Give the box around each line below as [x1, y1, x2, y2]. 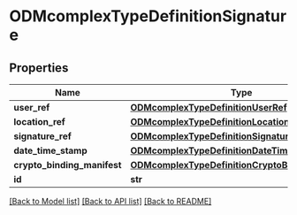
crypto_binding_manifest [13, 159, 122, 171]
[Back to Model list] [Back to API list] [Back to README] [9, 196, 212, 206]
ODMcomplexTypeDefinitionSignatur [9, 6, 287, 27]
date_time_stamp [13, 144, 88, 157]
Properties [9, 60, 69, 75]
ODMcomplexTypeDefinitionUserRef [130, 102, 287, 113]
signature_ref [13, 130, 72, 142]
